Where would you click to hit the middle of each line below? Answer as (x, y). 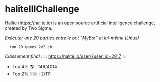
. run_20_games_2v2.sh (29, 47)
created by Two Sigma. (29, 28)
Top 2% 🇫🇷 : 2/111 (32, 74)
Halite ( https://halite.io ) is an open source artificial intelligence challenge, (80, 23)
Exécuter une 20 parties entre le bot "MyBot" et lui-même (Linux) (72, 38)
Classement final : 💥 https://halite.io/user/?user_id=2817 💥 (66, 56)
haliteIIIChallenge (42, 9)
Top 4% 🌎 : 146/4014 (35, 66)
